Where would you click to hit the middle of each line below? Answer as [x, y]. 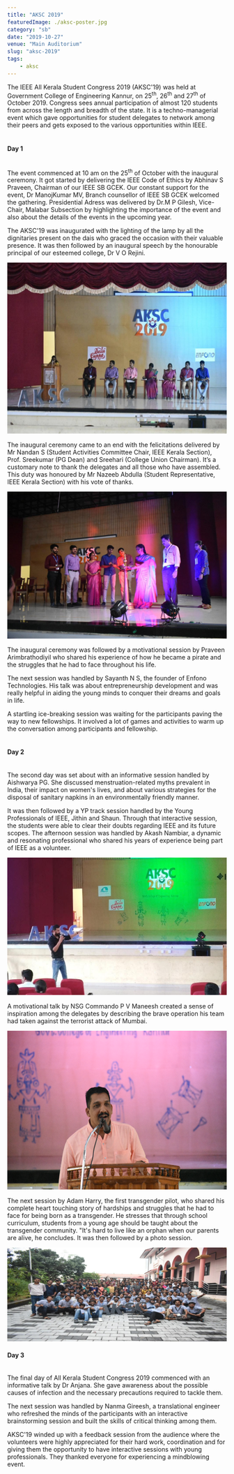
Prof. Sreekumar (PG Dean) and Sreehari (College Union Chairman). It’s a [112, 460]
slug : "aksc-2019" [34, 52]
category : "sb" [29, 29]
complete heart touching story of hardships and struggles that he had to [111, 1208]
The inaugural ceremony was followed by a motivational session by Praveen [116, 650]
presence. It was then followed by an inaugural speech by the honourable [112, 246]
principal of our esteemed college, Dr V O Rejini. [76, 253]
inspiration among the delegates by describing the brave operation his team [116, 1014]
